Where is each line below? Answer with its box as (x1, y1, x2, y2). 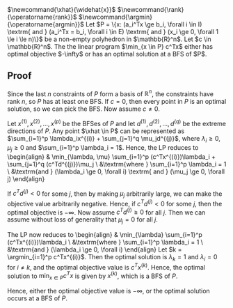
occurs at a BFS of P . (7, 294, 68, 302)
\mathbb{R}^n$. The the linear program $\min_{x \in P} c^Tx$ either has (7, 43, 214, 50)
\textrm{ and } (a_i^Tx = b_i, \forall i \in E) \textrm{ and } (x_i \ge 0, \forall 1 (7, 28, 219, 36)
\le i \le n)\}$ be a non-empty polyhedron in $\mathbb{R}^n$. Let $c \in (7, 35, 212, 43)
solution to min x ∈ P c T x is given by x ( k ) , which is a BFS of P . (7, 270, 178, 282)
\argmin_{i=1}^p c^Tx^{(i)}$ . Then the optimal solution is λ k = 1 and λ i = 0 (7, 253, 218, 263)
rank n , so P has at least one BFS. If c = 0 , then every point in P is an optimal (7, 98, 227, 106)
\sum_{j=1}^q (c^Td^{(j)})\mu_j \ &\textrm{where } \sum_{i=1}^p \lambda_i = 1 (7, 160, 227, 168)
